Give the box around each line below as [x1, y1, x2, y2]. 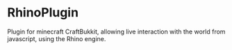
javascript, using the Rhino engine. [7, 34, 106, 42]
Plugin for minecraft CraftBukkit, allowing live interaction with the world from [7, 27, 226, 36]
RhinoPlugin [7, 5, 78, 21]
